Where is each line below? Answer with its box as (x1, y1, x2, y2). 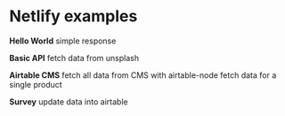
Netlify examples (9, 6, 138, 27)
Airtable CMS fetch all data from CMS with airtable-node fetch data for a (9, 69, 277, 81)
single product (9, 79, 62, 89)
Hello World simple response (9, 35, 117, 46)
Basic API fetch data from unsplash (9, 52, 140, 63)
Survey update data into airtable (9, 96, 128, 107)
